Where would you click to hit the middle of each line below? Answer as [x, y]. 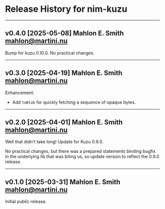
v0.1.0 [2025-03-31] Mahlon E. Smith [63, 182]
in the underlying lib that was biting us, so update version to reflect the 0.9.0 [82, 157]
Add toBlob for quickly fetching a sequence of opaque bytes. [74, 102]
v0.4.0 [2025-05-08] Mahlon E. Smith [65, 33]
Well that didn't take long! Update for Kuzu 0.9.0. [54, 142]
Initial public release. [26, 202]
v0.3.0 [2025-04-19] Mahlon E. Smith [64, 73]
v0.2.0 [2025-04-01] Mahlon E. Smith [64, 122]
